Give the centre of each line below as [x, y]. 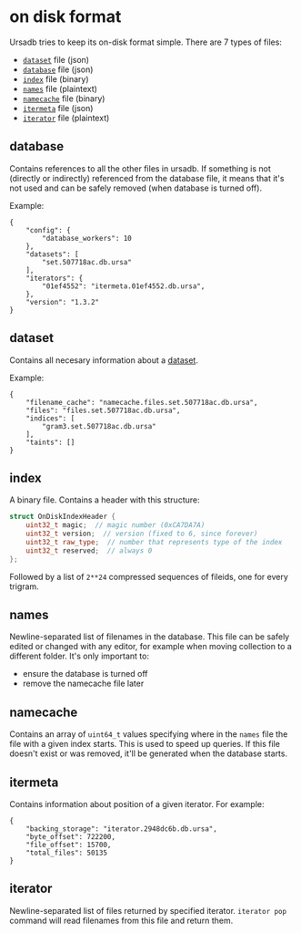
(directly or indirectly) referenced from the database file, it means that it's [147, 178]
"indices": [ [50, 418]
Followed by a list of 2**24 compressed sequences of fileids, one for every [149, 576]
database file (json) [58, 69]
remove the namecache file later [83, 684]
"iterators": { [55, 278]
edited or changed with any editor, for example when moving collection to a [151, 647]
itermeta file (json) [58, 108]
